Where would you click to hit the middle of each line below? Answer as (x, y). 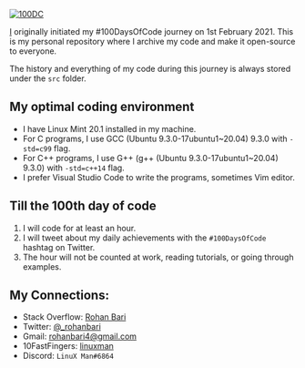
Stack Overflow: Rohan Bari (74, 317)
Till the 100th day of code (83, 206)
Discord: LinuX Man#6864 (68, 356)
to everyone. (33, 51)
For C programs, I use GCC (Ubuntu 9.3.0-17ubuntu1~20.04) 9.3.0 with (155, 138)
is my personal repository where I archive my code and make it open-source (152, 41)
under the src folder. (48, 78)
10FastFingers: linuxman (68, 346)
